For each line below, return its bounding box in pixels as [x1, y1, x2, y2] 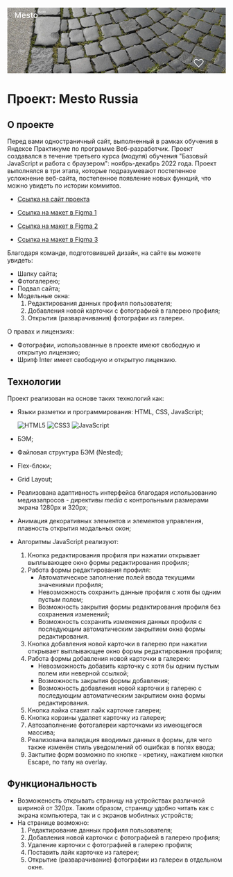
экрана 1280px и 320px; [17, 503, 88, 511]
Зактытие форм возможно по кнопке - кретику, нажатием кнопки [27, 751, 223, 758]
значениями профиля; [37, 581, 104, 589]
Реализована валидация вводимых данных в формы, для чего [27, 736, 212, 744]
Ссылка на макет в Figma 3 [17, 236, 98, 244]
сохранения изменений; [37, 610, 110, 618]
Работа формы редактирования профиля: [27, 566, 151, 574]
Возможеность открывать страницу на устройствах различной [17, 796, 205, 805]
